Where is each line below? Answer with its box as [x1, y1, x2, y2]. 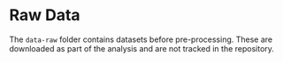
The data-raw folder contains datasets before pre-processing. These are [9, 34, 273, 45]
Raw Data [9, 5, 81, 25]
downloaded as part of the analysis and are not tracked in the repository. [9, 43, 274, 53]
